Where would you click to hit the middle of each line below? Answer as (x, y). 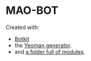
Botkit (22, 39)
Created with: (23, 27)
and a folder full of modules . (50, 51)
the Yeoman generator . (43, 45)
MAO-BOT (32, 11)
